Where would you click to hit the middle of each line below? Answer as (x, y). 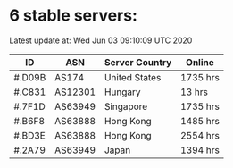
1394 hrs (200, 150)
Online (200, 62)
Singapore (126, 106)
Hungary (122, 92)
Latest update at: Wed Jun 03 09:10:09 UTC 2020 (101, 40)
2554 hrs (200, 135)
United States (133, 77)
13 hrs (194, 92)
